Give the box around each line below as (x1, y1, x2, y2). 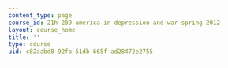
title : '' (8, 33, 41, 41)
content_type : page (8, 11, 73, 20)
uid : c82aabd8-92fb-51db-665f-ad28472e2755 (8, 48, 154, 55)
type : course (8, 41, 51, 48)
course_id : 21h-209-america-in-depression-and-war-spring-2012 (8, 19, 221, 27)
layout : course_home (8, 26, 77, 34)
